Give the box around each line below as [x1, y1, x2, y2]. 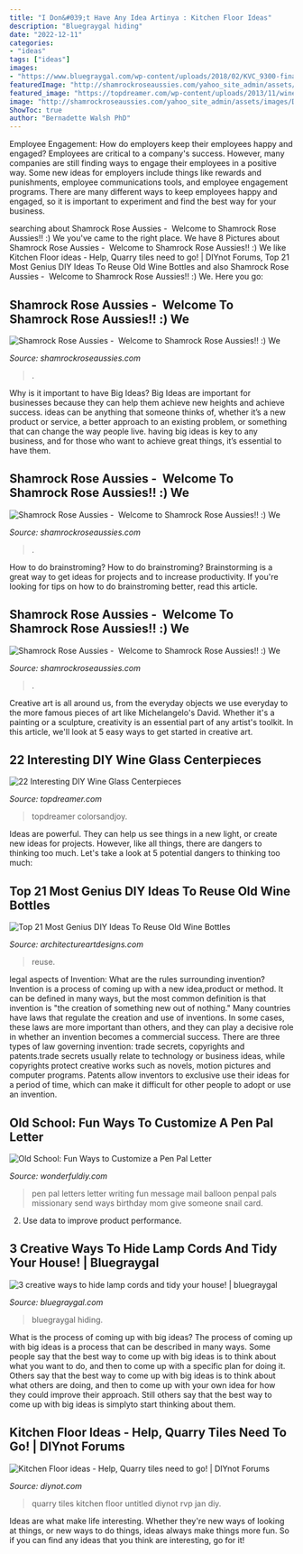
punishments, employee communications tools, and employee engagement [9, 177, 289, 188]
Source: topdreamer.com [9, 794, 102, 805]
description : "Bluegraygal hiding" [9, 22, 143, 31]
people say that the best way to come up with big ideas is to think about [9, 1350, 277, 1362]
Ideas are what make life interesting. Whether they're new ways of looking [9, 1515, 285, 1526]
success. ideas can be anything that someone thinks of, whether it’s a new [9, 407, 286, 418]
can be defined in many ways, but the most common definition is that [9, 993, 267, 1004]
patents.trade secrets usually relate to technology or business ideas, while [9, 1051, 286, 1062]
